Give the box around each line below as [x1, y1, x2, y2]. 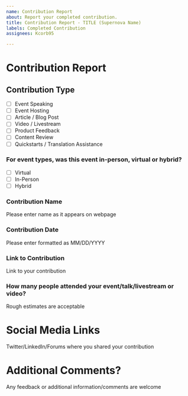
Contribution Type [6, 85, 75, 95]
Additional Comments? [6, 364, 121, 377]
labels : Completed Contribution [6, 25, 86, 31]
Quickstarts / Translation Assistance [14, 140, 103, 148]
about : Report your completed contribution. [6, 14, 118, 20]
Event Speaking [14, 100, 53, 108]
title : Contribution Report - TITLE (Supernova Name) [6, 20, 142, 25]
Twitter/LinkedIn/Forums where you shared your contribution [6, 343, 154, 350]
